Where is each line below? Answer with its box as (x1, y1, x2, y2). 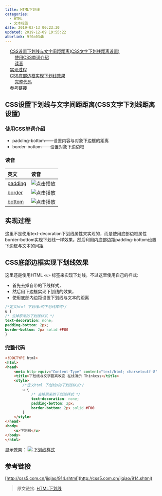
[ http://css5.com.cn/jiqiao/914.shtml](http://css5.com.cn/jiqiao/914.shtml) (5, 476, 153, 481)
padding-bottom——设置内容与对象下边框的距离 (12, 138, 109, 143)
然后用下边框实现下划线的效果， (12, 289, 76, 295)
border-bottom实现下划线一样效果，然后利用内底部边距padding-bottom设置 (5, 237, 157, 242)
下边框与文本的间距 (5, 242, 44, 249)
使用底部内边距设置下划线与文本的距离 (12, 295, 89, 300)
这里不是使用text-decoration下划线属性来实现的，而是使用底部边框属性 (5, 230, 147, 237)
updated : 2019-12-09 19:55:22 (5, 30, 67, 35)
